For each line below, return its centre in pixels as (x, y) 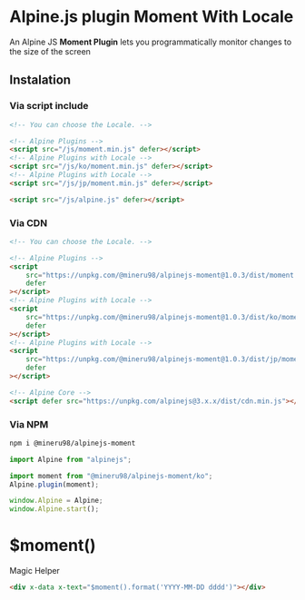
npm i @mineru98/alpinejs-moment (73, 443)
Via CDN (29, 222)
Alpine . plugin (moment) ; (54, 484)
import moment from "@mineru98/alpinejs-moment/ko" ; (111, 476)
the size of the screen (50, 51)
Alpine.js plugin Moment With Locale (152, 17)
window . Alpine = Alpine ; (56, 501)
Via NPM (29, 424)
